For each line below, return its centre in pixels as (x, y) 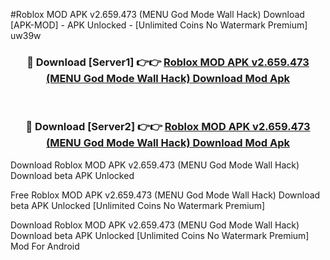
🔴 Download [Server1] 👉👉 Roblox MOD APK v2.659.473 (168, 62)
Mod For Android (45, 246)
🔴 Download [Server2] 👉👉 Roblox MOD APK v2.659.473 (168, 127)
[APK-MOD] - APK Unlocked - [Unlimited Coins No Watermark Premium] (159, 25)
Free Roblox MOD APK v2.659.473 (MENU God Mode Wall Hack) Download (165, 195)
